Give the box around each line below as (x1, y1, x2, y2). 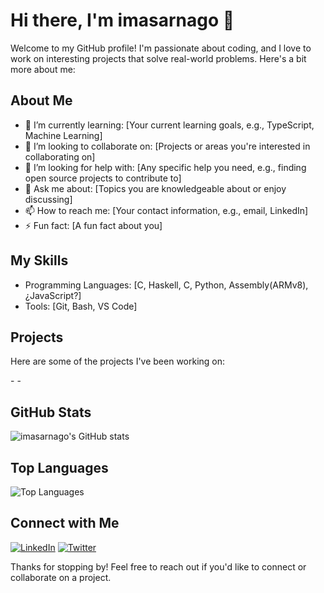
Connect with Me (10, 515, 120, 532)
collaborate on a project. (10, 571, 112, 583)
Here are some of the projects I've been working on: (10, 355, 226, 368)
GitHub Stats (10, 404, 92, 421)
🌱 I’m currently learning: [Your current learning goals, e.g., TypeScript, (24, 119, 315, 131)
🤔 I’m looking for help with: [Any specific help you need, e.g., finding (24, 161, 307, 173)
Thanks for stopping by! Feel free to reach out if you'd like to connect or (10, 560, 307, 573)
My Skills (10, 252, 69, 269)
